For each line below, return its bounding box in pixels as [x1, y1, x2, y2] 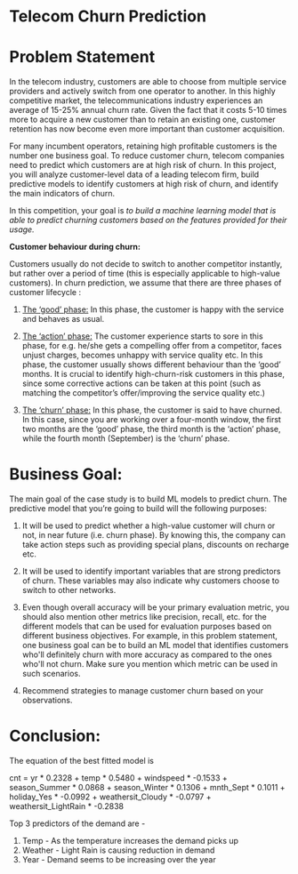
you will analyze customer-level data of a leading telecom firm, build [9, 169, 260, 180]
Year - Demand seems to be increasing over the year [21, 854, 216, 864]
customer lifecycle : [9, 287, 82, 298]
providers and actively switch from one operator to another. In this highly [9, 86, 276, 97]
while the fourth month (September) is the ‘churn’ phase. [21, 433, 230, 444]
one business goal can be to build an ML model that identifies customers [21, 640, 289, 651]
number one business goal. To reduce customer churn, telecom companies [9, 150, 285, 161]
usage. [9, 224, 35, 235]
